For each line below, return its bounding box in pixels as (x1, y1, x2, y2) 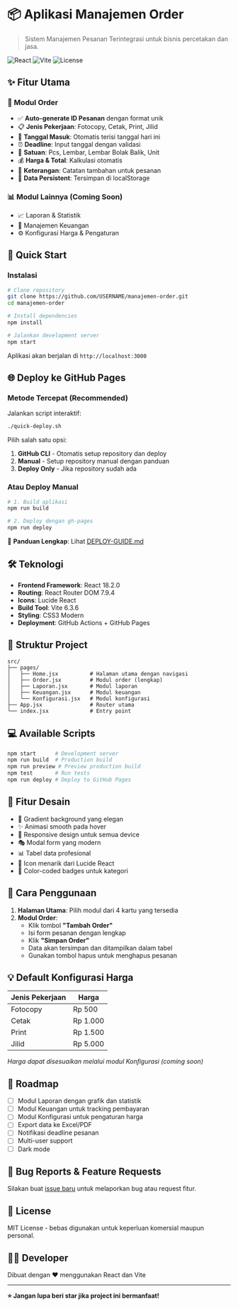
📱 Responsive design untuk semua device (17, 830, 140, 838)
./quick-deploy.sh (7, 423, 62, 430)
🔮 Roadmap (7, 1077, 59, 1089)
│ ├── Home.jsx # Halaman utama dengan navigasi (7, 670, 189, 678)
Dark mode (17, 1145, 51, 1153)
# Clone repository (7, 286, 65, 293)
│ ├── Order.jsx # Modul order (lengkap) (7, 676, 163, 683)
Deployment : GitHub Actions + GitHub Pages (17, 618, 150, 627)
